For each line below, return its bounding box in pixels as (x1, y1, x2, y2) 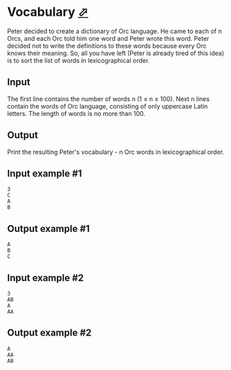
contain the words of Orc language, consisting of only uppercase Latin (7, 101, 208, 110)
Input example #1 (7, 167, 82, 179)
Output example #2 (7, 327, 92, 339)
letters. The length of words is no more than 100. (7, 109, 146, 117)
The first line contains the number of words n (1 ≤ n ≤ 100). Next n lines (7, 95, 210, 103)
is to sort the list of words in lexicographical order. (7, 56, 150, 64)
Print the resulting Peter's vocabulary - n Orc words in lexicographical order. (7, 148, 225, 156)
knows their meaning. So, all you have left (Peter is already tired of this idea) (7, 49, 225, 57)
